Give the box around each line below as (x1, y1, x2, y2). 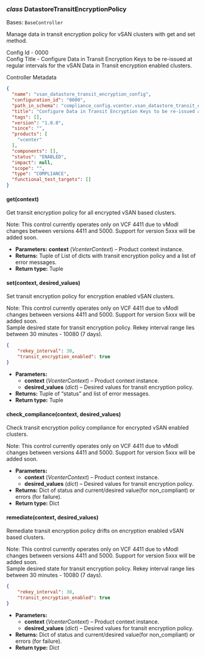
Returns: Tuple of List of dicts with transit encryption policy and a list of (15, 252, 196, 260)
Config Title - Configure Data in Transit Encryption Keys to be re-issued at (6, 56, 193, 63)
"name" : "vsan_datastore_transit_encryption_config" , (12, 91, 151, 98)
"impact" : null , (12, 160, 53, 166)
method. (6, 37, 27, 45)
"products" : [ (12, 131, 48, 138)
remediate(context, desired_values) (6, 513, 99, 521)
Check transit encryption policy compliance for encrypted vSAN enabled (6, 424, 189, 431)
